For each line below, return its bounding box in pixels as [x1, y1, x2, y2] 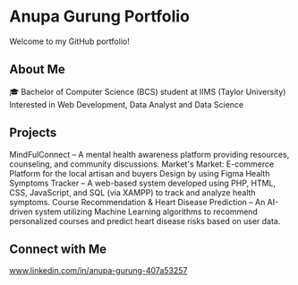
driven [9, 206, 33, 217]
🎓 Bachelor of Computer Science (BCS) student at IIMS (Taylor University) [9, 86, 286, 97]
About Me [9, 62, 65, 77]
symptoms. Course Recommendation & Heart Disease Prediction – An [9, 196, 266, 207]
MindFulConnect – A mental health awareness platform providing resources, [9, 149, 290, 160]
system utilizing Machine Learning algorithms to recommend [34, 206, 258, 217]
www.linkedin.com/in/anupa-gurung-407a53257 [9, 265, 188, 276]
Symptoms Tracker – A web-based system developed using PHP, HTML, [9, 177, 277, 188]
